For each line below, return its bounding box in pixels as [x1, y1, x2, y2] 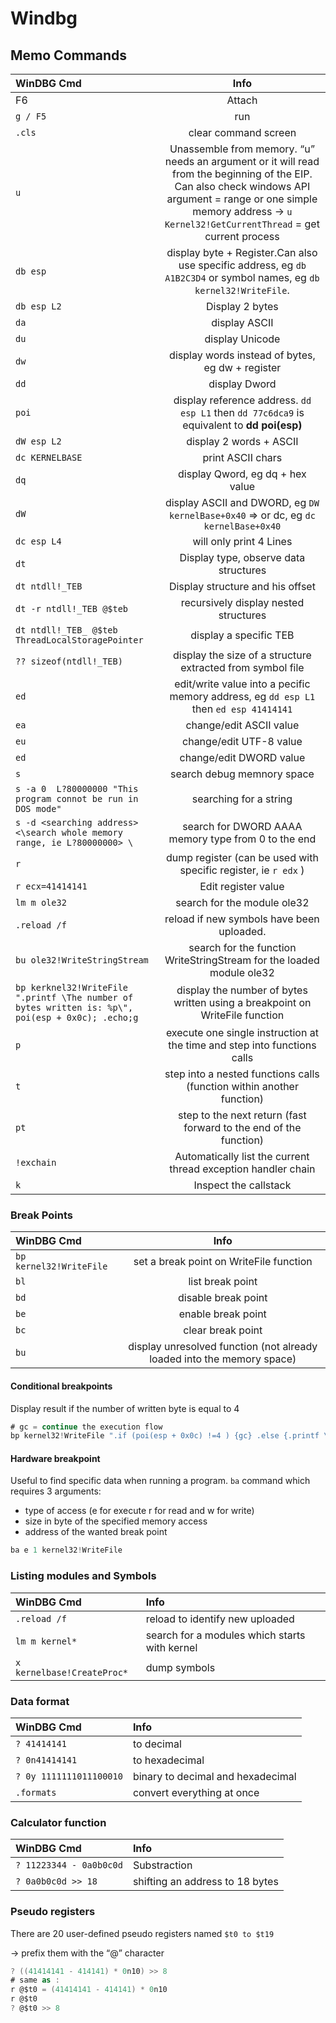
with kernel [145, 1640, 198, 1654]
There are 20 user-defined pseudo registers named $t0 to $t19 [10, 1927, 275, 1939]
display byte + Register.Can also [166, 246, 318, 259]
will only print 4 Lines [192, 535, 293, 548]
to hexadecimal [132, 1753, 205, 1767]
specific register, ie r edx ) [179, 863, 305, 877]
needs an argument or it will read [164, 155, 320, 168]
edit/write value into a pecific [174, 677, 311, 691]
